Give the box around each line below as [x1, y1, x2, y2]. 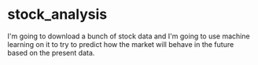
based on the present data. [7, 48, 95, 57]
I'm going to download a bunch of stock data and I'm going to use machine [7, 31, 250, 41]
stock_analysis [7, 5, 108, 23]
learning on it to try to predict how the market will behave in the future [7, 39, 234, 49]
